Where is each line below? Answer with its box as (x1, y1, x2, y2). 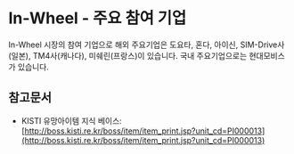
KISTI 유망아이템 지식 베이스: (20, 115, 122, 126)
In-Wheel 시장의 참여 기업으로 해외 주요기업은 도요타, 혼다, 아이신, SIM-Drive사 (8, 39, 285, 50)
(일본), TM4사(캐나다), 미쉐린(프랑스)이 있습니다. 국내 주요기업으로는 (8, 50, 248, 61)
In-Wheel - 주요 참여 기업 (8, 8, 187, 28)
